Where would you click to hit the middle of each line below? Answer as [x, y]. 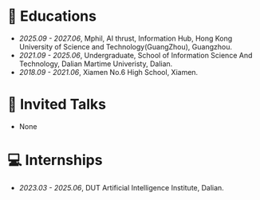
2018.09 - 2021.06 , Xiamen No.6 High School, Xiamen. [108, 72]
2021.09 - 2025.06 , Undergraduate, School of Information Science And [136, 55]
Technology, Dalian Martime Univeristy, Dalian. [96, 64]
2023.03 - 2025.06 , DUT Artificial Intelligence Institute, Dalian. [121, 187]
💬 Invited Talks [57, 105]
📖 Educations [52, 16]
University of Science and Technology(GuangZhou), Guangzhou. [126, 46]
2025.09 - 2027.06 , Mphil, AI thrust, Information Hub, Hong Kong [126, 38]
